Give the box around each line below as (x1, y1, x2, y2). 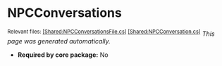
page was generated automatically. (7, 37, 111, 45)
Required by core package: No (17, 51, 109, 59)
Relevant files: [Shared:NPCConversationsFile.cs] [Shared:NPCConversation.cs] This (7, 28, 215, 38)
